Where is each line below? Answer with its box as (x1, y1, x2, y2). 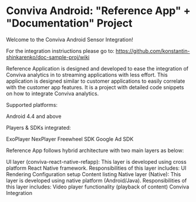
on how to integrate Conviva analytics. (6, 90, 99, 97)
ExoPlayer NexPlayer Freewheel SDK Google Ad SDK (6, 135, 134, 142)
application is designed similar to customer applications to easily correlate (6, 78, 185, 85)
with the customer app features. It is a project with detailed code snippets (6, 83, 184, 90)
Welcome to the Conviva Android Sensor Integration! (6, 36, 133, 43)
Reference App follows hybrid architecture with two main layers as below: (6, 147, 184, 154)
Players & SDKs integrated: (6, 124, 72, 131)
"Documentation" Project (6, 16, 133, 30)
